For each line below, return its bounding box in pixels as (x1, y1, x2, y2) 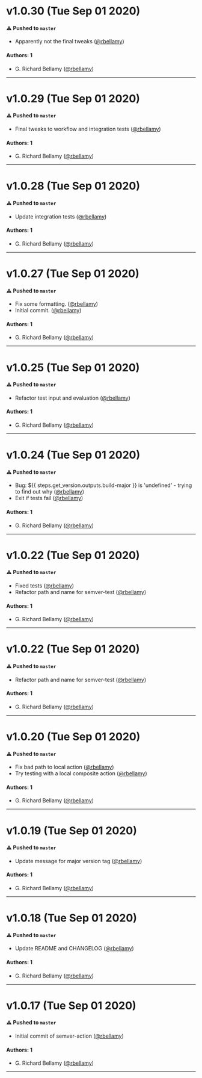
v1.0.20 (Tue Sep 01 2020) (6, 730, 141, 743)
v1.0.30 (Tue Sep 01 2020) (6, 4, 141, 18)
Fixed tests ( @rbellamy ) (14, 582, 74, 589)
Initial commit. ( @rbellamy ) (14, 307, 82, 314)
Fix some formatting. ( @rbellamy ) (14, 300, 98, 308)
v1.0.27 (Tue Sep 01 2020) (6, 267, 139, 280)
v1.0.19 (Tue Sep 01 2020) (6, 823, 137, 837)
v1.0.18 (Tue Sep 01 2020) (6, 911, 137, 925)
